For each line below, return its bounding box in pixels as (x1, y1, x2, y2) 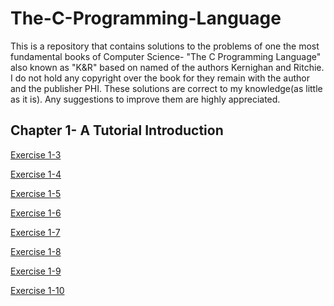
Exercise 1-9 (10, 265, 62, 277)
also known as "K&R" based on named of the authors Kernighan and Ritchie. (10, 61, 325, 73)
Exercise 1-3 (10, 148, 62, 161)
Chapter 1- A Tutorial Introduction (10, 122, 224, 139)
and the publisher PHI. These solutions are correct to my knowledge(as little (10, 82, 323, 94)
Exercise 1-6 (10, 207, 62, 219)
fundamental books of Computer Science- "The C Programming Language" (10, 50, 322, 62)
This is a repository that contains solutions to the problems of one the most (10, 40, 320, 52)
